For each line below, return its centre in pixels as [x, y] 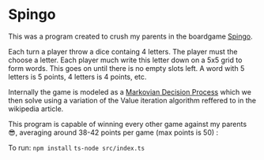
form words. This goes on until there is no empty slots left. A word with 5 [126, 68]
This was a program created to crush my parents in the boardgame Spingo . [130, 36]
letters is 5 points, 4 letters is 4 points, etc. [77, 76]
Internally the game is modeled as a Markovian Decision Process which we [130, 91]
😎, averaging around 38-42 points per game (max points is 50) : [113, 132]
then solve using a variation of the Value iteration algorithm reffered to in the [132, 100]
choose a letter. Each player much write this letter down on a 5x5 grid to [125, 60]
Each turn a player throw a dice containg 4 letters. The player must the [123, 51]
